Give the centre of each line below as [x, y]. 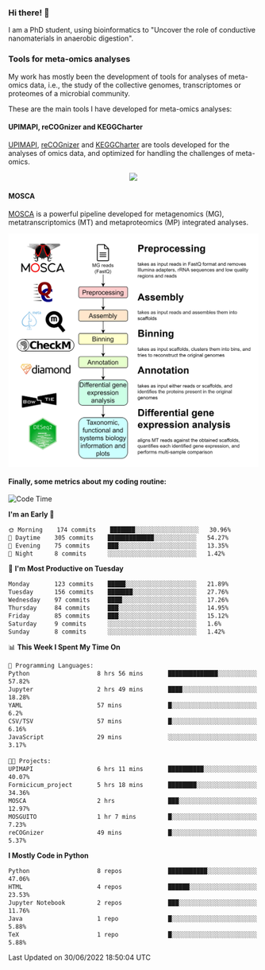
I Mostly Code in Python [48, 855]
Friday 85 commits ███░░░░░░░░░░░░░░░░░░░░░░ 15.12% [118, 616]
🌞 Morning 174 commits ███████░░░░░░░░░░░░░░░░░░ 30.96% [120, 530]
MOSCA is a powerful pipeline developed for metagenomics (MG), [116, 214]
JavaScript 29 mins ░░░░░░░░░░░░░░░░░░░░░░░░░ [133, 738]
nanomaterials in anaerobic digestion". [71, 38]
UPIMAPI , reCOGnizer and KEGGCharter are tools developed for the [119, 144]
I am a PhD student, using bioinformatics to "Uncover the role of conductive [132, 30]
